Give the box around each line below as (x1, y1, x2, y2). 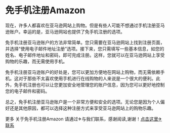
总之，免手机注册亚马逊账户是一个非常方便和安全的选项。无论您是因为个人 (5, 99, 160, 105)
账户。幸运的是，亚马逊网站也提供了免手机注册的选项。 (9, 28, 125, 34)
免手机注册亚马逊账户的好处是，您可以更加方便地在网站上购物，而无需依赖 (5, 69, 160, 75)
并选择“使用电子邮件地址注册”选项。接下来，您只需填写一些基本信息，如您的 (5, 46, 164, 52)
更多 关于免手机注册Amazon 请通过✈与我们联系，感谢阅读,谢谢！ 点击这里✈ (5, 116, 162, 122)
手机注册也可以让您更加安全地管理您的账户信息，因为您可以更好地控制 (18, 81, 165, 87)
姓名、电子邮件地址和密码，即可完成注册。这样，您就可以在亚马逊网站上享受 (5, 52, 165, 58)
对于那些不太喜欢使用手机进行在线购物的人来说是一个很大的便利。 (18, 75, 156, 81)
